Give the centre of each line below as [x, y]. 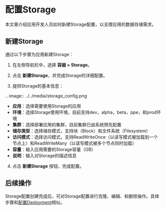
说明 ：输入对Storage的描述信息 [44, 156]
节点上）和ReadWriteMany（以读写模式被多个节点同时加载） [74, 143]
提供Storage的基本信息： [38, 86]
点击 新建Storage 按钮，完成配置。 [48, 166]
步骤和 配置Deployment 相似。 [35, 202]
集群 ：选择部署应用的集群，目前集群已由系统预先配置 [67, 124]
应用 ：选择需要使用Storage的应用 [46, 106]
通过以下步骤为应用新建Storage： [39, 54]
